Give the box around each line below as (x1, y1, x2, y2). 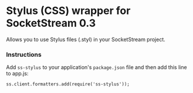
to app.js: (6, 70, 29, 77)
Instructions (6, 50, 42, 58)
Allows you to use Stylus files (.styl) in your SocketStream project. (6, 36, 165, 43)
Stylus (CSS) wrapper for (6, 4, 131, 18)
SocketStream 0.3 (6, 16, 96, 30)
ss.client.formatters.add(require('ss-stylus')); (6, 81, 130, 87)
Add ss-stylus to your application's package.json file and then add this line (6, 64, 187, 71)
